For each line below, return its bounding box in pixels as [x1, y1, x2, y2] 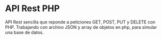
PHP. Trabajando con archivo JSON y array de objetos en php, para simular [5, 24, 157, 30]
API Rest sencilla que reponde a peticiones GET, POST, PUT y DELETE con [5, 19, 156, 25]
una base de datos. [5, 29, 44, 35]
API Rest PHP [5, 3, 60, 14]
